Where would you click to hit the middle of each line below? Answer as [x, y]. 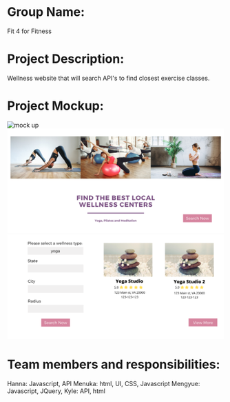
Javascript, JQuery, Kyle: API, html [56, 391]
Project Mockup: [56, 106]
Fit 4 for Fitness [29, 31]
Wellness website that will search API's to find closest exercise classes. [108, 78]
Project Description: [66, 59]
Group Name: [46, 12]
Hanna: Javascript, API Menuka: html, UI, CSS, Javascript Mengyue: [104, 384]
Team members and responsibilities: [114, 364]
